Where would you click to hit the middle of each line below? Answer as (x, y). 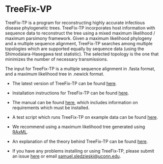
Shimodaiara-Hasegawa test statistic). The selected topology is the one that (82, 54)
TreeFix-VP (28, 9)
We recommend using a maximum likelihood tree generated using (79, 127)
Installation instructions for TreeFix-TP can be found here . (70, 93)
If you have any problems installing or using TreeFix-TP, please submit (83, 151)
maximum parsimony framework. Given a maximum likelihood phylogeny (79, 38)
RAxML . (20, 132)
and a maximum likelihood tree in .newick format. (55, 74)
